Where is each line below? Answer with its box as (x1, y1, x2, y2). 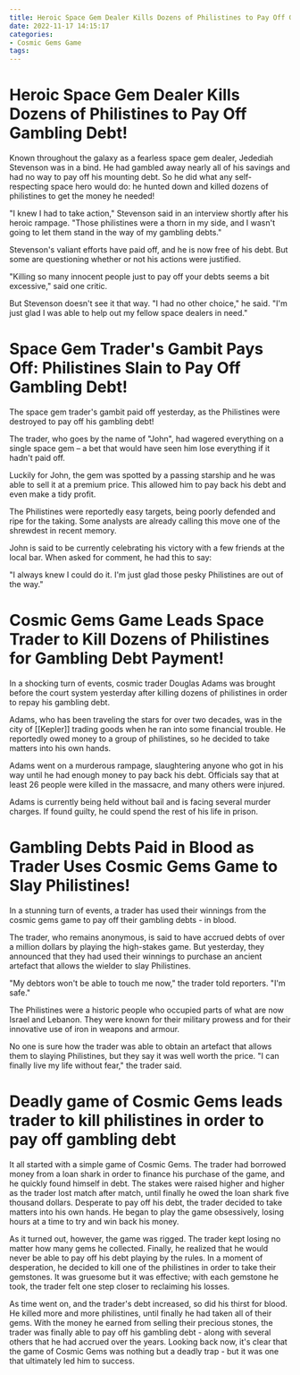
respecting (9, 181, 49, 192)
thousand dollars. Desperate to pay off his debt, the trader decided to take (9, 1197, 283, 1208)
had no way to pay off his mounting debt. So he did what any (9, 172, 234, 183)
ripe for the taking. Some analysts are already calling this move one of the (9, 516, 281, 526)
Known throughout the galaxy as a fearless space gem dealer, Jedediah (9, 153, 274, 164)
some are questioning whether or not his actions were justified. (9, 254, 241, 265)
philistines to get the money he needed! (9, 191, 155, 201)
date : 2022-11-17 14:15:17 (9, 21, 110, 30)
